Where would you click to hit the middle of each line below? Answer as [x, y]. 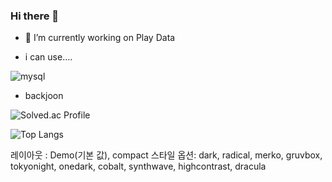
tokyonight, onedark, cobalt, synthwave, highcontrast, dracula [138, 166]
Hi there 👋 [35, 16]
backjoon [44, 96]
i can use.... [48, 57]
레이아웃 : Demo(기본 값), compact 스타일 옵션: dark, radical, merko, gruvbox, [166, 155]
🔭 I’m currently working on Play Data [100, 38]
